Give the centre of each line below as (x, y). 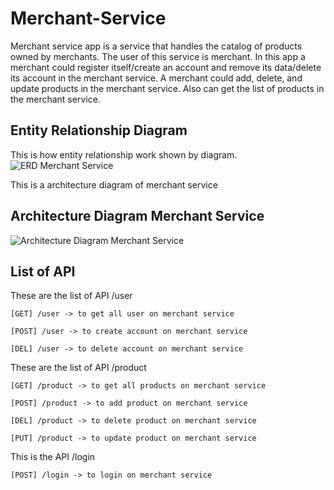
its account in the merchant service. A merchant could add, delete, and (156, 78)
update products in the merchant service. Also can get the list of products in (167, 88)
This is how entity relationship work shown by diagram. (124, 154)
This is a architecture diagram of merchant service (114, 184)
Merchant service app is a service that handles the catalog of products (156, 46)
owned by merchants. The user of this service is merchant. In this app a (158, 56)
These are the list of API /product (78, 368)
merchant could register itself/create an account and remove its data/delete (166, 67)
